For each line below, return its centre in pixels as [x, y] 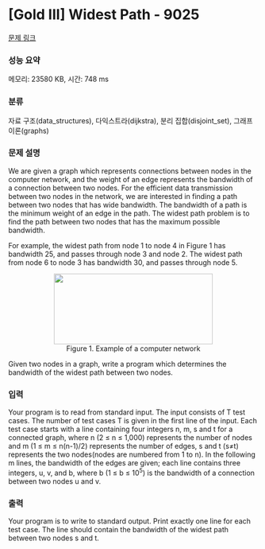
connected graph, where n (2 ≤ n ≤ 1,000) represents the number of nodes [130, 438]
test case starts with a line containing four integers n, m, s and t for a [121, 429]
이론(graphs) [29, 130]
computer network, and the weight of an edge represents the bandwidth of [131, 179]
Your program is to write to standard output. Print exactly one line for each [130, 521]
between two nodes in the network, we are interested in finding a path [123, 196]
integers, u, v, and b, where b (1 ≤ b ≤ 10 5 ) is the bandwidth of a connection [132, 472]
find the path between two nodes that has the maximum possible [114, 221]
